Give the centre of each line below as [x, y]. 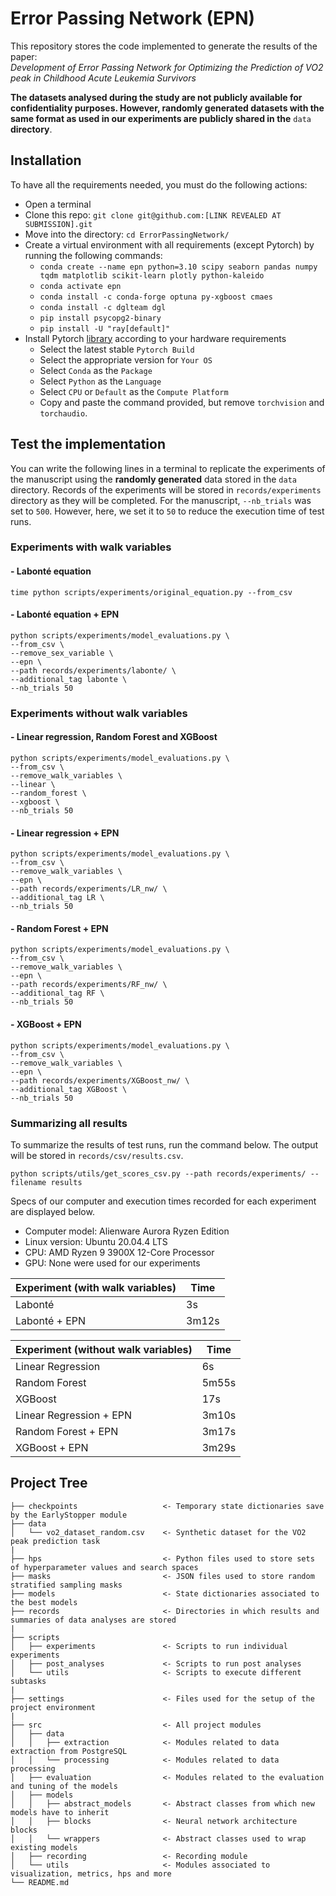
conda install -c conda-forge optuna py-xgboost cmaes [156, 297]
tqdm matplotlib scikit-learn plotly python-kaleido [152, 275]
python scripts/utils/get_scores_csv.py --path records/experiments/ [158, 1173]
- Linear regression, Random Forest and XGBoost [114, 737]
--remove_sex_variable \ [62, 653]
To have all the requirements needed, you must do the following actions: [159, 184]
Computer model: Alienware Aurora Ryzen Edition [127, 1231]
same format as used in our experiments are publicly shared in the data [161, 118]
